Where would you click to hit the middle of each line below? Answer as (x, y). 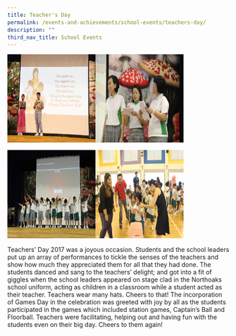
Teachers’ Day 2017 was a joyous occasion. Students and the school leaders (118, 250)
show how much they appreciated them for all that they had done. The (109, 265)
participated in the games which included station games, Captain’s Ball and (116, 310)
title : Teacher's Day (39, 15)
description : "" (31, 30)
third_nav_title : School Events (55, 37)
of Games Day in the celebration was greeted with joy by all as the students (117, 302)
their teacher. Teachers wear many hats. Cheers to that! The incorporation (115, 295)
